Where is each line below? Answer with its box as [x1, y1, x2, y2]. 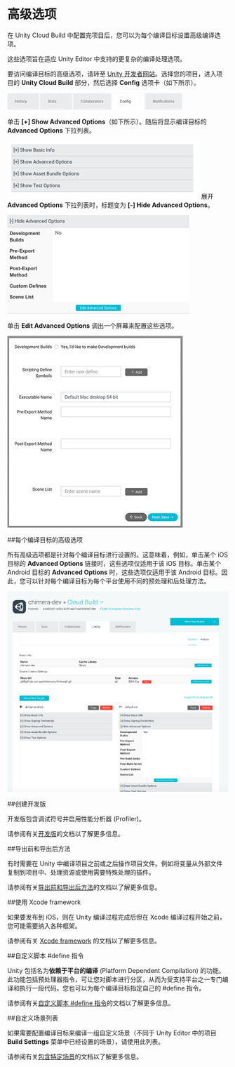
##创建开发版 [7, 800, 46, 808]
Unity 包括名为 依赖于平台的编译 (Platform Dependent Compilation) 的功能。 [7, 966, 225, 974]
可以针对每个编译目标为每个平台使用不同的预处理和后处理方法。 [25, 576, 210, 585]
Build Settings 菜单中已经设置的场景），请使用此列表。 [7, 1037, 165, 1046]
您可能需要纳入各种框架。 [7, 921, 81, 930]
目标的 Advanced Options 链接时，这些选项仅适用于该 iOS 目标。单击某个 [7, 559, 222, 567]
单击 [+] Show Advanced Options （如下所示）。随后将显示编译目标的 [7, 117, 207, 126]
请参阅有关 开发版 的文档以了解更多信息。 [7, 829, 124, 837]
